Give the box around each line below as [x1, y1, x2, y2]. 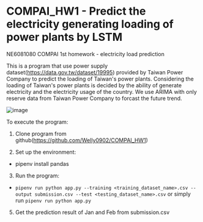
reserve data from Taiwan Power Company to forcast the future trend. [6, 95, 182, 102]
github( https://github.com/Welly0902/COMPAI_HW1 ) [15, 136, 149, 144]
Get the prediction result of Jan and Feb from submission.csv [15, 209, 170, 216]
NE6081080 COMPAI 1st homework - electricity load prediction [6, 50, 165, 57]
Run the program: [15, 172, 60, 179]
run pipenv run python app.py [15, 196, 92, 204]
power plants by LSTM [6, 30, 123, 44]
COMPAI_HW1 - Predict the [6, 4, 146, 18]
